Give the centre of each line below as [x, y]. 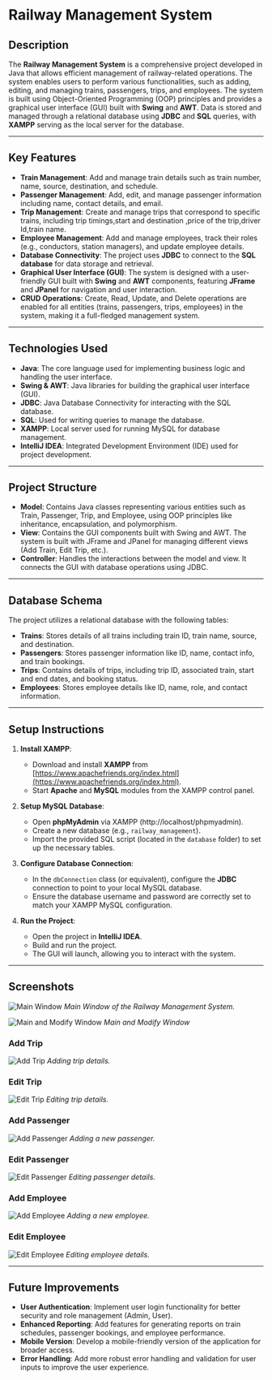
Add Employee [38, 1197]
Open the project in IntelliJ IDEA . [87, 937]
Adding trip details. [79, 1061]
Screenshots [41, 987]
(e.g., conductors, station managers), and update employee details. [132, 246]
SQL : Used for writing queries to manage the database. [112, 420]
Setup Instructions [56, 729]
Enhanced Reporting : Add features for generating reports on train [130, 1324]
